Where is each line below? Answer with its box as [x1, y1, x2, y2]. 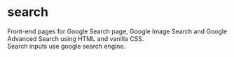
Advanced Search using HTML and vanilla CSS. [7, 34, 144, 42]
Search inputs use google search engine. [7, 42, 126, 50]
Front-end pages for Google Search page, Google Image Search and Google [7, 27, 228, 35]
